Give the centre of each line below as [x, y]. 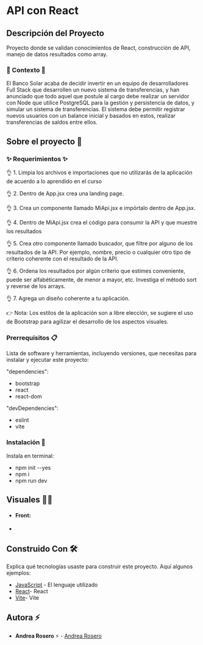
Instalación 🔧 [26, 442]
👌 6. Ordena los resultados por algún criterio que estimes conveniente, [96, 271]
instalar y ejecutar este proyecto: [48, 360]
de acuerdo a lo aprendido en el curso [54, 181]
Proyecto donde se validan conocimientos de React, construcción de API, [98, 48]
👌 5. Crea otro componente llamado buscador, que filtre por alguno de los [100, 243]
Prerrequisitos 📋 [32, 337]
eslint [22, 420]
